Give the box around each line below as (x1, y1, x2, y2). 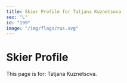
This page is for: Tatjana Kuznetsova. (6, 71, 97, 78)
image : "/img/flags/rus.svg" (6, 25, 79, 31)
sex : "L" (6, 14, 28, 20)
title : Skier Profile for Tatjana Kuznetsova (6, 8, 121, 15)
